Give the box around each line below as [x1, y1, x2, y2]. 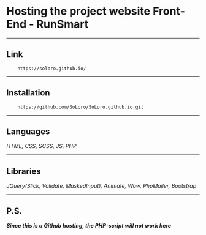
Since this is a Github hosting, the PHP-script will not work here [6, 222, 172, 229]
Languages [6, 126, 50, 136]
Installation [6, 88, 50, 99]
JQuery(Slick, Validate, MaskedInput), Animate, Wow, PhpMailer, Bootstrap [6, 182, 197, 190]
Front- [152, 4, 186, 18]
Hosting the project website [6, 4, 151, 18]
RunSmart [36, 17, 89, 31]
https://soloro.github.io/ [17, 65, 86, 72]
